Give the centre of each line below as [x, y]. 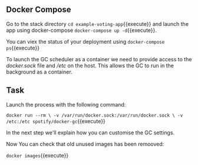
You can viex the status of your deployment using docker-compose [85, 41]
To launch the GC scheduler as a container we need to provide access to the [99, 59]
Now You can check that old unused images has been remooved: [85, 144]
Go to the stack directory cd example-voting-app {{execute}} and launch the [98, 24]
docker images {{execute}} [37, 155]
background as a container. [39, 72]
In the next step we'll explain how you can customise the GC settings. [90, 133]
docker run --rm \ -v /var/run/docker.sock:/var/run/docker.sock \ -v [95, 115]
